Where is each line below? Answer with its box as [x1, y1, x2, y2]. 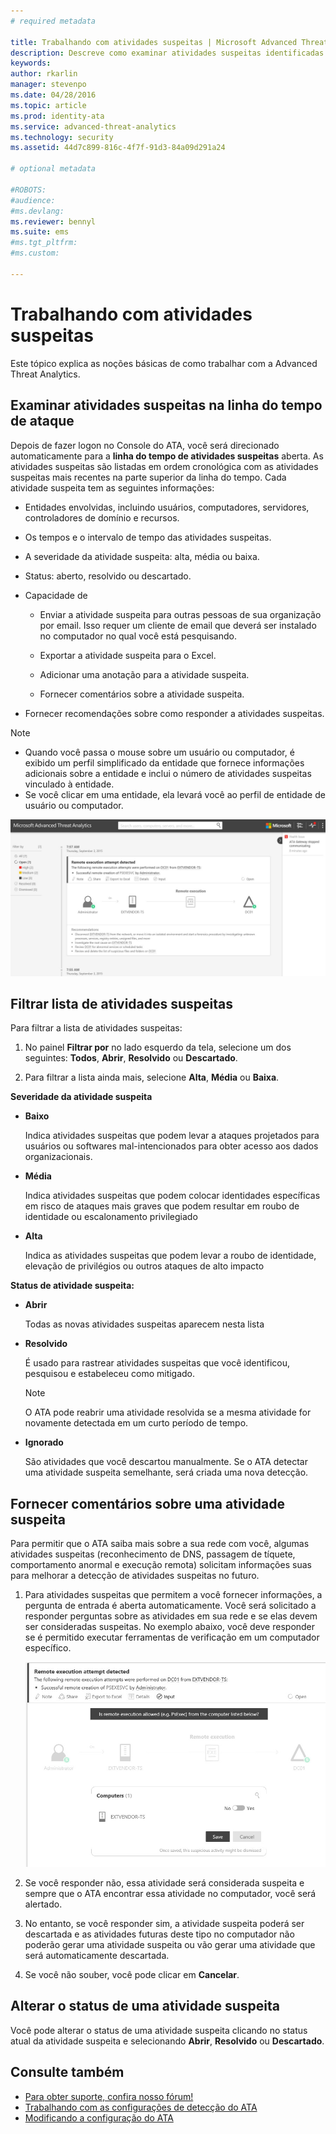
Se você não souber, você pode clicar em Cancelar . [24, 1968, 240, 1980]
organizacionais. [24, 1151, 93, 1163]
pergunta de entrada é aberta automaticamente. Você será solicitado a [24, 1600, 317, 1612]
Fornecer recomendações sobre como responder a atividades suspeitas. [24, 707, 325, 719]
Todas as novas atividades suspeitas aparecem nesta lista [24, 1318, 265, 1330]
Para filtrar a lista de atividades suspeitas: [10, 1022, 183, 1034]
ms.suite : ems [10, 227, 70, 237]
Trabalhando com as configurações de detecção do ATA [24, 2101, 258, 2113]
